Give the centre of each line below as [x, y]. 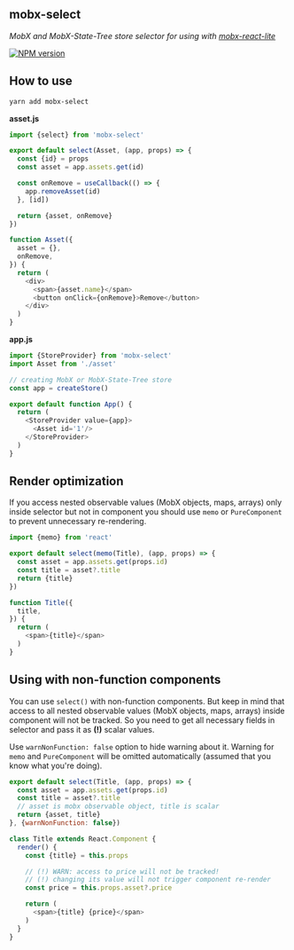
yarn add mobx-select [49, 101]
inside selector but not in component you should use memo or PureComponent [146, 512]
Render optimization [66, 481]
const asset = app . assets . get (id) [81, 168]
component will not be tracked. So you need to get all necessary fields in [142, 720]
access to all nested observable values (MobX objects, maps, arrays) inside [147, 711]
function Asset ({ [41, 240]
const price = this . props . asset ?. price [99, 888]
